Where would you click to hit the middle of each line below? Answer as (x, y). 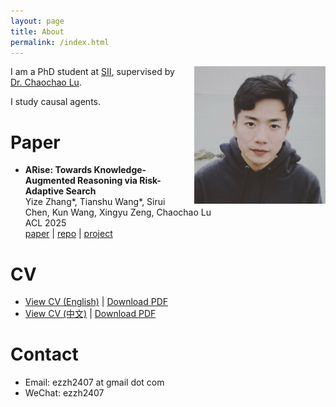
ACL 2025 (45, 223)
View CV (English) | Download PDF (96, 302)
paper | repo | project (68, 234)
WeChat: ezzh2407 (64, 393)
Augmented (50, 181)
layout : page (37, 21)
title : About (37, 31)
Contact (44, 354)
